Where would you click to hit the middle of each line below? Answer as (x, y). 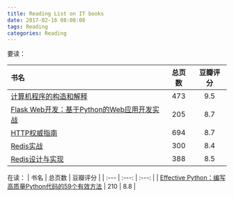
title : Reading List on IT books (56, 14)
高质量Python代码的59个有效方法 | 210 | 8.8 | (71, 187)
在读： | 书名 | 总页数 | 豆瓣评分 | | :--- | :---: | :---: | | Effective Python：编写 (117, 178)
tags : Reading (28, 26)
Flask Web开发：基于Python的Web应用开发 (82, 110)
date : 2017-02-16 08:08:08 (46, 20)
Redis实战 (27, 146)
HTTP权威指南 (34, 133)
